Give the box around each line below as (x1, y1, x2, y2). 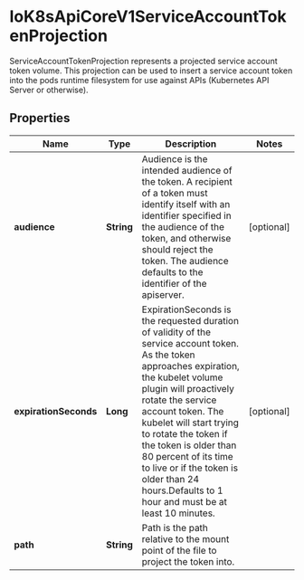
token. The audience (141, 254, 229, 267)
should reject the (141, 242, 214, 255)
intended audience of (141, 164, 233, 176)
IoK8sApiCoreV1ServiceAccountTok (9, 6, 287, 27)
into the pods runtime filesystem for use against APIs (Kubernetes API (9, 74, 270, 85)
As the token (141, 348, 196, 361)
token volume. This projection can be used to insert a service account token (9, 65, 293, 76)
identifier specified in (141, 209, 233, 222)
